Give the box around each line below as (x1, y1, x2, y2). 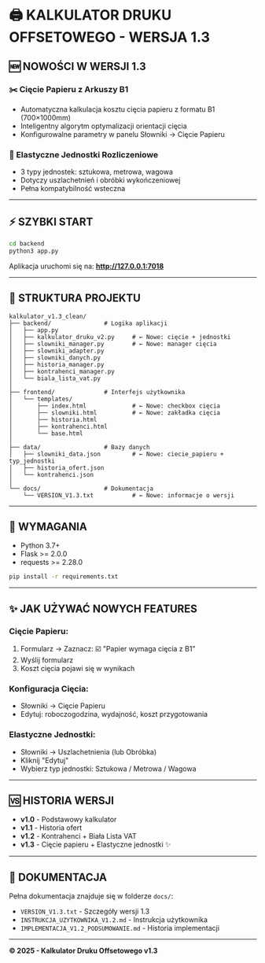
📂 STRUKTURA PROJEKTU (9, 292, 141, 305)
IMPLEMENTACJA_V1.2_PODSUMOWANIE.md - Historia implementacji (20, 924, 219, 933)
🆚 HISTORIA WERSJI (9, 794, 115, 807)
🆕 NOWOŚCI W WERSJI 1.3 (9, 60, 146, 73)
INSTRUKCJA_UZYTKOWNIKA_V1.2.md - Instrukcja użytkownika (20, 915, 208, 924)
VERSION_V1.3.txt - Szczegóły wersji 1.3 (20, 906, 150, 917)
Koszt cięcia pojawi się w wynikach (20, 663, 135, 673)
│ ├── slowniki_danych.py (9, 353, 101, 362)
